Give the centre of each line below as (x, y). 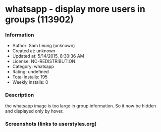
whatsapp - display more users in (75, 9)
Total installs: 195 (30, 77)
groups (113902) (40, 19)
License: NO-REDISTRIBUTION (44, 61)
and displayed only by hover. (34, 111)
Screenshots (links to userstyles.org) (51, 124)
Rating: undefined (30, 72)
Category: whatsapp (33, 66)
